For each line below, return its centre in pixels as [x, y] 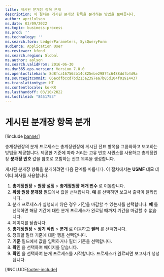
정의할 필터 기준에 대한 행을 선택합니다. [50, 235]
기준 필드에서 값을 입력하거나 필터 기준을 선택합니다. [62, 241]
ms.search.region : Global [32, 55]
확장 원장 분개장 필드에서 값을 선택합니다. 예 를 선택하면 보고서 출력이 [78, 192]
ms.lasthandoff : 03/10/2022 [34, 92]
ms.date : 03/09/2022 [26, 23]
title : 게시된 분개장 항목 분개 [33, 10]
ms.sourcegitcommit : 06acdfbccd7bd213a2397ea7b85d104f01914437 [71, 78]
